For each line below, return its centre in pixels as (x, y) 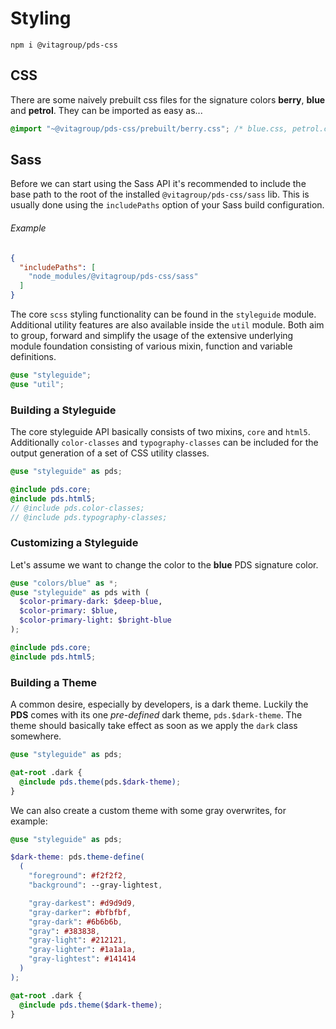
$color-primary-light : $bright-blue (95, 620)
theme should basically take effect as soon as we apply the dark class (154, 726)
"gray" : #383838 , (64, 931)
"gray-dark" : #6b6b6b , (75, 922)
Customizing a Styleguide (74, 543)
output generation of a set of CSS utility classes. (110, 453)
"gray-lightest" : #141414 (82, 959)
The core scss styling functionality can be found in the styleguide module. (163, 314)
